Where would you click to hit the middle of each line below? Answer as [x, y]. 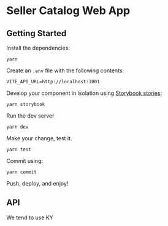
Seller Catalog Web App [68, 11]
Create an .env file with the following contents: [65, 70]
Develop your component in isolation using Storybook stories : [84, 93]
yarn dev [17, 127]
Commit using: [25, 161]
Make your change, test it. [39, 138]
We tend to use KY [30, 217]
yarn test [19, 149]
